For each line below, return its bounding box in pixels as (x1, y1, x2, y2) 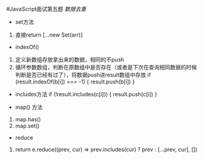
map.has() (15, 116, 41, 123)
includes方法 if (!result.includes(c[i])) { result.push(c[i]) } (15, 91, 157, 97)
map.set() (15, 122, 40, 129)
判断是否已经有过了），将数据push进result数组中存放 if (15, 71, 151, 78)
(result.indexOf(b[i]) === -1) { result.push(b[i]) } (15, 78, 135, 85)
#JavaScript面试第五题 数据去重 (6, 5, 87, 12)
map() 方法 (15, 104, 43, 111)
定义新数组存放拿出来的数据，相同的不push (15, 56, 124, 63)
